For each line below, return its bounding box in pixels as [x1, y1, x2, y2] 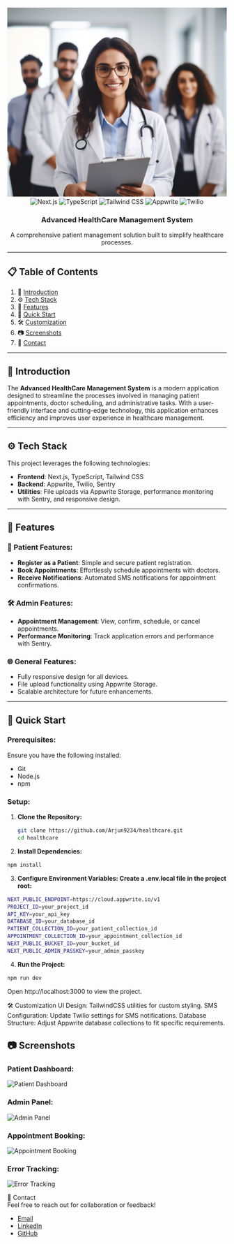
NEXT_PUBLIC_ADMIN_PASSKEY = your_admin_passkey [7, 947, 145, 954]
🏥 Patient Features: [7, 543, 73, 553]
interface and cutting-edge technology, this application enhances [31, 407, 219, 415]
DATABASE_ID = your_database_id [7, 918, 95, 925]
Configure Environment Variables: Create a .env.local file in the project [17, 874, 226, 882]
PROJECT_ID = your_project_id [7, 903, 89, 910]
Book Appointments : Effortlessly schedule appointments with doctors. [17, 566, 221, 574]
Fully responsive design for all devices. [17, 673, 130, 681]
